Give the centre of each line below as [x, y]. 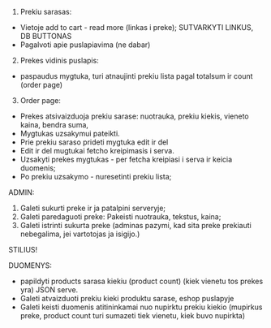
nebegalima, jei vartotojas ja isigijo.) [80, 234]
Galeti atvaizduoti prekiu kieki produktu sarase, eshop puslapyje [127, 298]
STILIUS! [23, 250]
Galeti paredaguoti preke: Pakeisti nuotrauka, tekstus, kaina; [120, 217]
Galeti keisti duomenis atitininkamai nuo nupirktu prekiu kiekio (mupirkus [141, 307]
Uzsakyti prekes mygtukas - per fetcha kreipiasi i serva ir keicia [126, 159]
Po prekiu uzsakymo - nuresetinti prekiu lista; [96, 177]
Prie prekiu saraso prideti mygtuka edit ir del [94, 142]
